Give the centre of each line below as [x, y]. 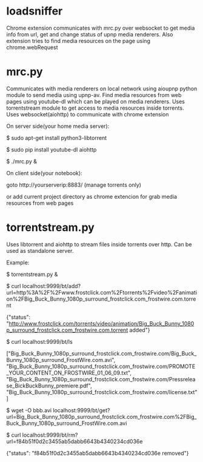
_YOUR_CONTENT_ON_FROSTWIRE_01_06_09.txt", [69, 373]
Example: [18, 263]
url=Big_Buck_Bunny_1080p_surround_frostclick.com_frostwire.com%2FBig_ [101, 417]
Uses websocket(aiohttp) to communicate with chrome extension [88, 114]
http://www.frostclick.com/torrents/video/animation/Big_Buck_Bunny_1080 [101, 323]
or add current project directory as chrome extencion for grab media [92, 196]
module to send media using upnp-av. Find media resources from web [94, 95]
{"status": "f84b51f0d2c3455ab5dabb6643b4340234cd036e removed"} [98, 453]
